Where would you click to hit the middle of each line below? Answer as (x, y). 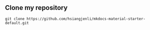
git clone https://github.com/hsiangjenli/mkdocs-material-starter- (75, 19)
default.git (17, 23)
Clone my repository (36, 8)
